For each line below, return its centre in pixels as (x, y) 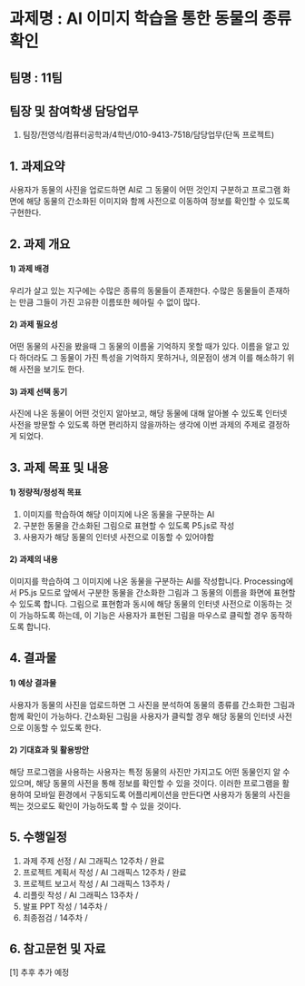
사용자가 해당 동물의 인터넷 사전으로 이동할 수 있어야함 (118, 537)
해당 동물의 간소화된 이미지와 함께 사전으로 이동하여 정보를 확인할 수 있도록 (158, 202)
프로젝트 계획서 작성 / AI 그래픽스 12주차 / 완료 (104, 872)
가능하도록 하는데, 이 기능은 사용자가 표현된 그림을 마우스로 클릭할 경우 (143, 615)
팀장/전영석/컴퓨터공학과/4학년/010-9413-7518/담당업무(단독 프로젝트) (148, 135)
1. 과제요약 (37, 166)
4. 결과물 (33, 658)
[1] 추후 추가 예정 (39, 972)
